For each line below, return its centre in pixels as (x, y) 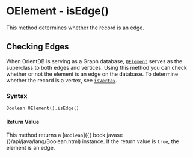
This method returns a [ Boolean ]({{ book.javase (65, 135)
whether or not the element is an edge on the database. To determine (92, 74)
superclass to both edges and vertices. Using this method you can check (97, 67)
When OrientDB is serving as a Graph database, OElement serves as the (94, 61)
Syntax (17, 96)
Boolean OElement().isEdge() (43, 109)
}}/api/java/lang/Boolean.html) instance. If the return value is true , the (93, 141)
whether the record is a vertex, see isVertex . (62, 80)
